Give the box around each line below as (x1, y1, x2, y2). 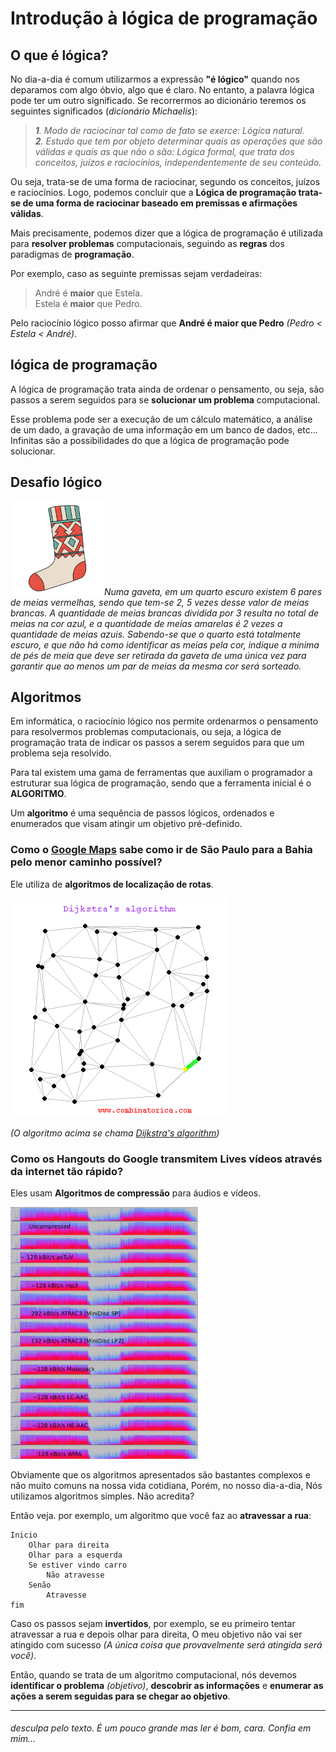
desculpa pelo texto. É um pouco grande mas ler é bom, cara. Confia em (10, 1722, 312, 1734)
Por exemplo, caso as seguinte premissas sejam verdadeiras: (10, 268, 263, 279)
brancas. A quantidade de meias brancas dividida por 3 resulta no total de (10, 607, 320, 619)
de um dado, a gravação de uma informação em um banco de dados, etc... (10, 423, 318, 436)
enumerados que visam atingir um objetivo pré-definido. (10, 818, 243, 830)
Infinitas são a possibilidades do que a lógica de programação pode (10, 434, 290, 446)
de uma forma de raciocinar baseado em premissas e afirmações (22, 197, 298, 209)
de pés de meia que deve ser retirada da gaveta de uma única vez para (10, 649, 307, 661)
